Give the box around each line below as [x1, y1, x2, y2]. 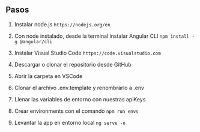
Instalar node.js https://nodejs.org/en [14, 20, 111, 28]
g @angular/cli [14, 38, 53, 44]
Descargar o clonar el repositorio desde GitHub [14, 61, 132, 68]
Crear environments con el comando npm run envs [14, 107, 139, 115]
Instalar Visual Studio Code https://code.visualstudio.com [14, 49, 162, 56]
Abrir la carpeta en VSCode [14, 72, 83, 80]
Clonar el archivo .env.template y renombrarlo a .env [14, 84, 145, 91]
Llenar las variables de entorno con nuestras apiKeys [14, 95, 146, 103]
